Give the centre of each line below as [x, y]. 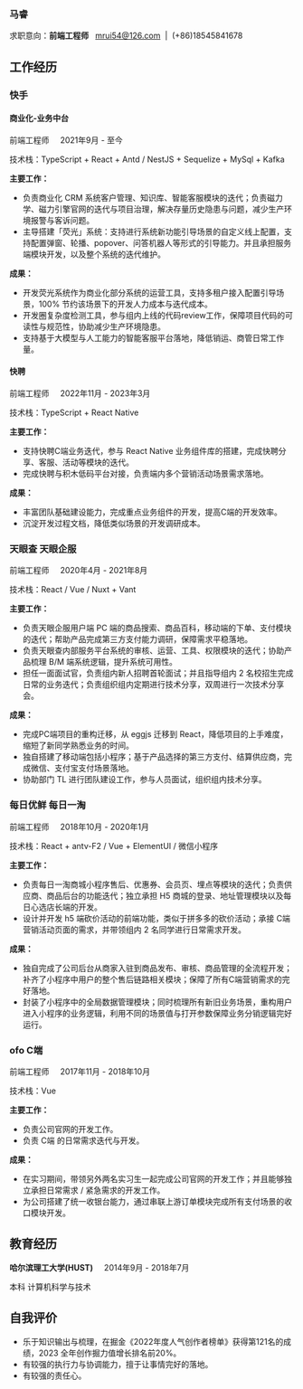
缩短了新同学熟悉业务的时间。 [78, 746]
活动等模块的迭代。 [98, 462]
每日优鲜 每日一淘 [47, 805]
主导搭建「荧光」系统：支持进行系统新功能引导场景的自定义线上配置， [153, 231]
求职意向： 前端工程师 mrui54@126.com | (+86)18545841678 [126, 36]
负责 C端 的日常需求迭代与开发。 [83, 1140]
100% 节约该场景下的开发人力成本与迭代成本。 [125, 304]
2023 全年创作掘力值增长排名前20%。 [110, 1353]
